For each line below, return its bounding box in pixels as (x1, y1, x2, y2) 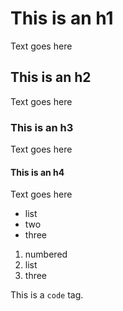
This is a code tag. (10, 289, 84, 301)
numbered (24, 248, 68, 261)
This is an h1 (10, 7, 114, 30)
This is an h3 (10, 120, 74, 134)
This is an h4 (10, 166, 65, 178)
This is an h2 (10, 69, 92, 86)
